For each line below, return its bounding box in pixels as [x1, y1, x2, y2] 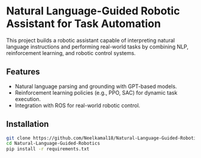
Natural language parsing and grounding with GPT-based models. [14, 83, 178, 90]
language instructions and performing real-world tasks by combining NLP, [6, 43, 189, 50]
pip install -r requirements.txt [6, 146, 90, 152]
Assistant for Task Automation [6, 17, 162, 31]
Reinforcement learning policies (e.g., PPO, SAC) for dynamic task [14, 89, 178, 96]
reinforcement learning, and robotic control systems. [6, 49, 136, 56]
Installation [6, 119, 49, 129]
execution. [14, 95, 41, 102]
